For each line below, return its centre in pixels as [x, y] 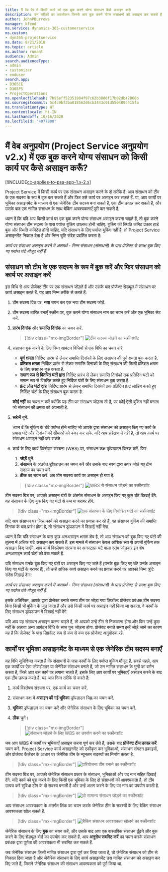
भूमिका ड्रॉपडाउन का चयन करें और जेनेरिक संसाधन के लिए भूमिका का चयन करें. [74, 708]
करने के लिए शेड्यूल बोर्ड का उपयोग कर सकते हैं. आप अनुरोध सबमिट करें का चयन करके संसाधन [80, 837]
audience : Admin [22, 56]
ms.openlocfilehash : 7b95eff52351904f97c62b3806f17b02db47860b [72, 98]
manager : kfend [21, 24]
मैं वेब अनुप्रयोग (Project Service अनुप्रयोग [77, 146]
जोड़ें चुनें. [27, 459]
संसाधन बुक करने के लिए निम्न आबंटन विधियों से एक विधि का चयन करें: [68, 348]
